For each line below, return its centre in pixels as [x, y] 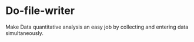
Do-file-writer [40, 11]
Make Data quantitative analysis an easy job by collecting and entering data [97, 27]
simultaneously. [24, 33]
